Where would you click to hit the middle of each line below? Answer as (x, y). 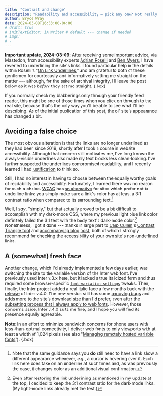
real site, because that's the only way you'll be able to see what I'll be (74, 105)
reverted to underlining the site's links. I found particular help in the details (79, 65)
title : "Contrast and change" (36, 9)
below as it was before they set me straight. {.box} (55, 86)
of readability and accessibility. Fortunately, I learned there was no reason (79, 183)
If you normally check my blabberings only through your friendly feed (74, 95)
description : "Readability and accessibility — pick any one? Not (73, 14)
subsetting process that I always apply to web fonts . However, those (73, 304)
